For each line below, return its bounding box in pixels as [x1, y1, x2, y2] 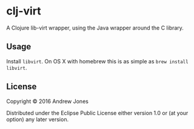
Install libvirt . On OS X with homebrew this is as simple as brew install [6, 57, 189, 64]
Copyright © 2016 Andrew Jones [6, 98, 89, 105]
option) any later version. [6, 116, 69, 123]
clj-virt [6, 4, 41, 18]
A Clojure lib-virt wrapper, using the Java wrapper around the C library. [6, 24, 184, 31]
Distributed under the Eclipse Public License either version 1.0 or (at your [6, 109, 189, 116]
